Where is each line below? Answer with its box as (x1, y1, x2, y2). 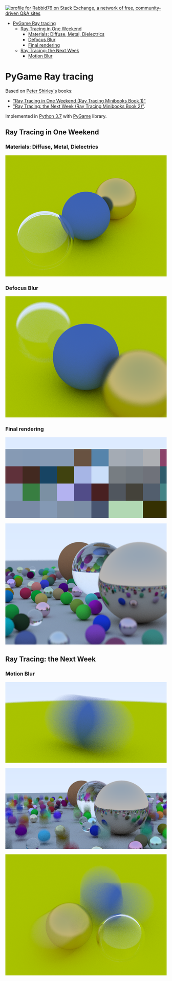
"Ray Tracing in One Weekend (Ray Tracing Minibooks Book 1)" (12, 97, 146, 104)
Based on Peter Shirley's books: (5, 88, 73, 94)
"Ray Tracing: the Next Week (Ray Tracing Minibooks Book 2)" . (12, 103, 145, 109)
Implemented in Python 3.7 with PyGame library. (5, 113, 107, 119)
